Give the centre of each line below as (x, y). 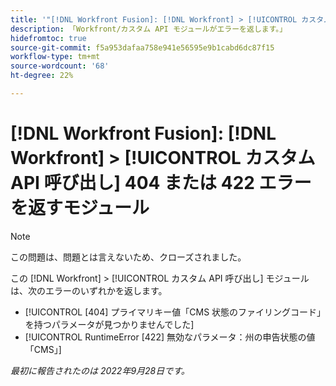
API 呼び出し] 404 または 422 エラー (161, 183)
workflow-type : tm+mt (55, 57)
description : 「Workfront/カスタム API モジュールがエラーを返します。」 (149, 29)
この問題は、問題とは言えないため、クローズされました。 (128, 257)
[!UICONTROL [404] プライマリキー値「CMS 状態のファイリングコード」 (173, 312)
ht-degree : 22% (42, 76)
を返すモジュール (80, 208)
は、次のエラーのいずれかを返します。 (89, 290)
